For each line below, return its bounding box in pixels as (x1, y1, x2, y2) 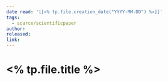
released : (6, 31, 31, 37)
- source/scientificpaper (11, 20, 77, 26)
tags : (6, 14, 20, 20)
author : (6, 25, 26, 32)
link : (6, 37, 20, 43)
